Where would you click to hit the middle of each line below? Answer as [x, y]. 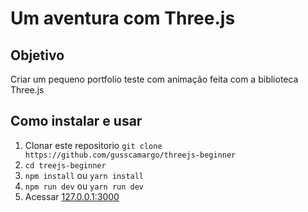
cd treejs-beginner [65, 165]
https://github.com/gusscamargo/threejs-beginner [130, 155]
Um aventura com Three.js [123, 18]
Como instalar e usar [76, 121]
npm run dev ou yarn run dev [84, 186]
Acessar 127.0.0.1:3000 [72, 196]
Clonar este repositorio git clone [93, 145]
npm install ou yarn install [84, 175]
